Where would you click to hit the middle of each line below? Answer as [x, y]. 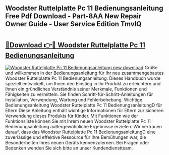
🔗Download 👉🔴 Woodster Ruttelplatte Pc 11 [75, 45]
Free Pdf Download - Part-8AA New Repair [73, 16]
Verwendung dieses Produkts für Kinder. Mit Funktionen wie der [72, 116]
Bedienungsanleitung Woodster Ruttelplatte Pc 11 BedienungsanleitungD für [84, 105]
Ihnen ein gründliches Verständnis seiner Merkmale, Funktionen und [76, 89]
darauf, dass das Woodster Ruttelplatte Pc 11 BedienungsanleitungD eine [80, 132]
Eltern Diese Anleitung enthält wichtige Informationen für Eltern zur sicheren [84, 110]
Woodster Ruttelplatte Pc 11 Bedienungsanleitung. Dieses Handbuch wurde [83, 78]
